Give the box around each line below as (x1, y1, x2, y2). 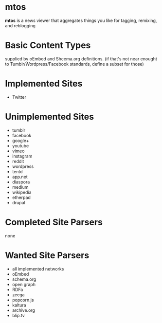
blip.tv (12, 312, 25, 318)
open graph (12, 281, 36, 287)
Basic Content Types (5, 40, 91, 51)
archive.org (12, 307, 36, 313)
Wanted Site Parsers (5, 250, 90, 261)
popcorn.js (12, 297, 34, 303)
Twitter (12, 94, 27, 100)
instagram (12, 153, 33, 159)
